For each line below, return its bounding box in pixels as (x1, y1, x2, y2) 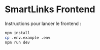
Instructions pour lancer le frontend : (5, 20, 82, 27)
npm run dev (5, 40, 30, 45)
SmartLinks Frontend (5, 4, 95, 15)
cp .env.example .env (5, 35, 51, 40)
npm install (5, 30, 30, 35)
